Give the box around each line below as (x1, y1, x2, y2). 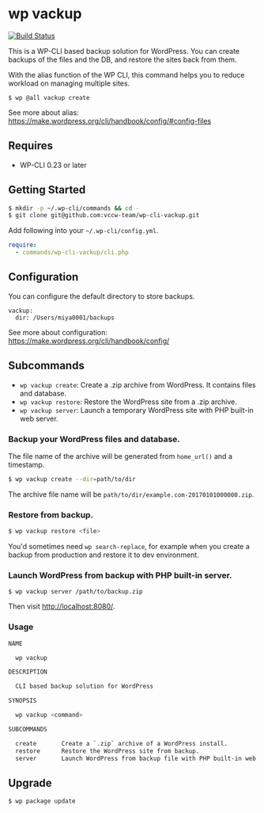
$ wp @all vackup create (8, 94, 90, 101)
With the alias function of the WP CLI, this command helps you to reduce (8, 70, 245, 79)
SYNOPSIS (8, 697, 37, 705)
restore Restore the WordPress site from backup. (15, 746, 200, 755)
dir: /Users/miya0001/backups (15, 314, 115, 322)
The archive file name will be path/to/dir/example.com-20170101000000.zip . (8, 489, 255, 499)
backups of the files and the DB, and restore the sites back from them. (8, 55, 237, 64)
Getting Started (8, 183, 86, 197)
